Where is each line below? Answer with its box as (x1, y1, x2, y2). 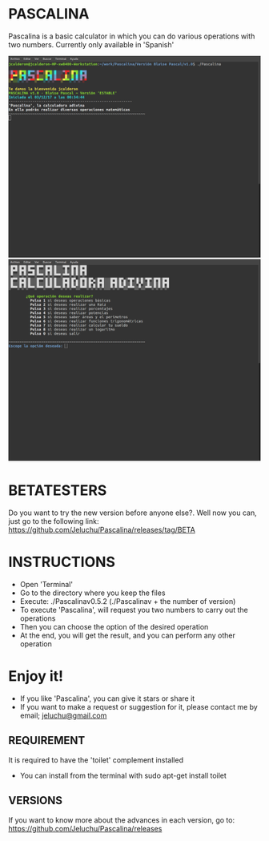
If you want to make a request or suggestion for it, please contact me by (19, 702, 258, 711)
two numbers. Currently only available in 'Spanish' (8, 39, 175, 49)
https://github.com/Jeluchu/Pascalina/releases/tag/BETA (8, 525, 196, 535)
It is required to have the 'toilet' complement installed (8, 754, 184, 765)
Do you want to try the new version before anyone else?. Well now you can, (8, 508, 258, 517)
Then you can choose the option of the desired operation (19, 622, 209, 631)
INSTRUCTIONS (8, 553, 116, 571)
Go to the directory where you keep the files (19, 588, 166, 598)
